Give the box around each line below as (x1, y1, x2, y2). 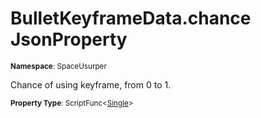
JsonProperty (10, 28, 128, 51)
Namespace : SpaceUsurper (10, 61, 107, 71)
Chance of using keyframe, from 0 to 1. (10, 78, 172, 91)
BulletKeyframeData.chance (10, 7, 252, 30)
